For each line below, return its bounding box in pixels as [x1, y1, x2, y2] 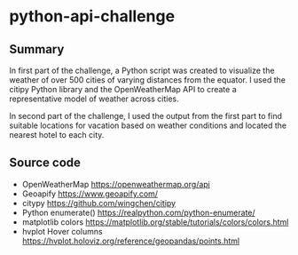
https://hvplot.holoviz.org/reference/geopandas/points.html [21, 235, 240, 246]
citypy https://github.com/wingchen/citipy [21, 197, 176, 208]
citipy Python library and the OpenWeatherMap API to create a [9, 84, 237, 94]
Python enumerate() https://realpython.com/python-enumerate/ [21, 207, 255, 218]
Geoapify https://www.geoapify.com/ [21, 188, 158, 199]
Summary [9, 42, 65, 57]
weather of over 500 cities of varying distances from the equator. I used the [9, 75, 286, 85]
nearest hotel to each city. [9, 130, 105, 139]
